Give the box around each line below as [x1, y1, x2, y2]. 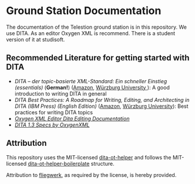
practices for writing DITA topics [14, 108, 93, 115]
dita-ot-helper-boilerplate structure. [28, 160, 115, 167]
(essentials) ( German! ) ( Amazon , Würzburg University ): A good [14, 84, 170, 91]
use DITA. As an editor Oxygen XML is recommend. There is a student [6, 29, 176, 36]
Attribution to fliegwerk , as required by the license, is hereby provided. [6, 171, 177, 178]
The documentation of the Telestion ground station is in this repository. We [6, 23, 187, 30]
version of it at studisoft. [6, 36, 65, 43]
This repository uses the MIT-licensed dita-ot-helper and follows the [6, 154, 172, 161]
